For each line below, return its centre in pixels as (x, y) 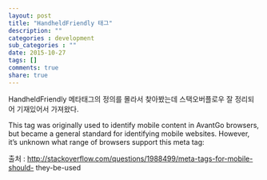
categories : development (51, 38)
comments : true (34, 68)
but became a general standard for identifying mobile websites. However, (129, 134)
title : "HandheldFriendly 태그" (61, 23)
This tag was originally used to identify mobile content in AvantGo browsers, (134, 125)
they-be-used (58, 167)
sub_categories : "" (43, 46)
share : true (28, 75)
